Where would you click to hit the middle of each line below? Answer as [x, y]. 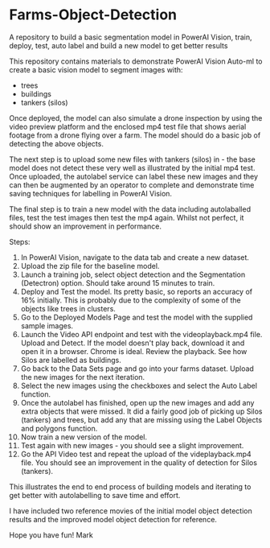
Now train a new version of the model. [84, 437]
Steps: [20, 241]
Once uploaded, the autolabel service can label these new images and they [134, 176]
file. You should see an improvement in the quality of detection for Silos [139, 462]
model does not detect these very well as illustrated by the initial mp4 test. [132, 167]
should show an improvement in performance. [85, 226]
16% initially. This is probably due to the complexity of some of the [131, 300]
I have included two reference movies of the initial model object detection [131, 511]
